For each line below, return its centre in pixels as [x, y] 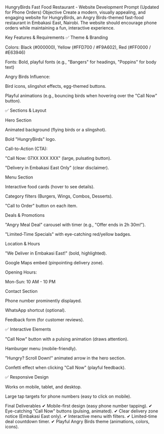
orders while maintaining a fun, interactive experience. [60, 28]
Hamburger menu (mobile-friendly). [41, 348]
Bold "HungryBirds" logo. [31, 139]
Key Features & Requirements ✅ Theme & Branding [57, 37]
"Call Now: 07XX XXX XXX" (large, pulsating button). [58, 158]
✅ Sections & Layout [26, 110]
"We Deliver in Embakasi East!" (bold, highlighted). [56, 253]
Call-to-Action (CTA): [26, 149]
